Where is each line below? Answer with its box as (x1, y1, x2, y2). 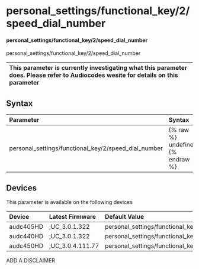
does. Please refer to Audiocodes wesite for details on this (9, 71, 178, 79)
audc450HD (9, 242, 43, 250)
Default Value (104, 213, 144, 221)
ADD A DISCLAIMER (6, 257, 55, 264)
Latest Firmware (49, 213, 97, 221)
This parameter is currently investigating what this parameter (9, 64, 188, 72)
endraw (168, 155, 190, 164)
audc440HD (9, 232, 43, 241)
